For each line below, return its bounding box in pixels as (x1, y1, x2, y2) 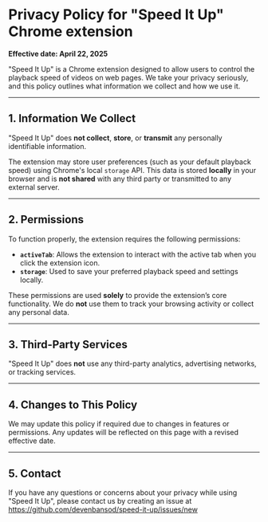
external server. (8, 182, 60, 192)
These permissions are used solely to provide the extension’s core (8, 290, 227, 300)
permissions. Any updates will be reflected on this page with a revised (8, 428, 239, 438)
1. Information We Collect (8, 112, 136, 125)
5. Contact (8, 466, 61, 480)
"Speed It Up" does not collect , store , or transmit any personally (8, 133, 223, 143)
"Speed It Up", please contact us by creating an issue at (8, 496, 192, 505)
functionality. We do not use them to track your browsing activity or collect (8, 299, 254, 308)
